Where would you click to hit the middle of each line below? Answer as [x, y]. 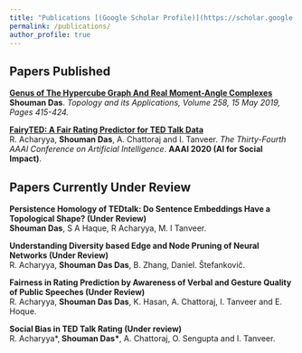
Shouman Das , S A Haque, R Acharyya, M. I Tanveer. [108, 228]
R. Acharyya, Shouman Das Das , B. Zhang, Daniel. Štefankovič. [127, 265]
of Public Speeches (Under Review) [77, 292]
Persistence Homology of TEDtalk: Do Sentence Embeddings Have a [140, 209]
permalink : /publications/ [60, 26]
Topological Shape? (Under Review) [78, 219]
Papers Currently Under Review [100, 187]
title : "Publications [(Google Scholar [85, 18]
